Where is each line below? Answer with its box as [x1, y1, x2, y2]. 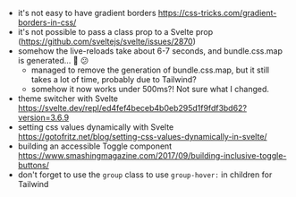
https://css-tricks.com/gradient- [157, 8, 277, 18]
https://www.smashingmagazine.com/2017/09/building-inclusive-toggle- [17, 150, 287, 160]
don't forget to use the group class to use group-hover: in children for [17, 169, 273, 180]
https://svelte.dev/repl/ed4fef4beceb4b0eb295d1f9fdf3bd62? [17, 103, 248, 113]
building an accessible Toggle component [17, 141, 173, 151]
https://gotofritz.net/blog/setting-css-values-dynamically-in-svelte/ [17, 132, 267, 141]
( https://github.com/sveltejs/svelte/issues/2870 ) [17, 36, 197, 47]
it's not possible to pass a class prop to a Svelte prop [17, 27, 214, 37]
